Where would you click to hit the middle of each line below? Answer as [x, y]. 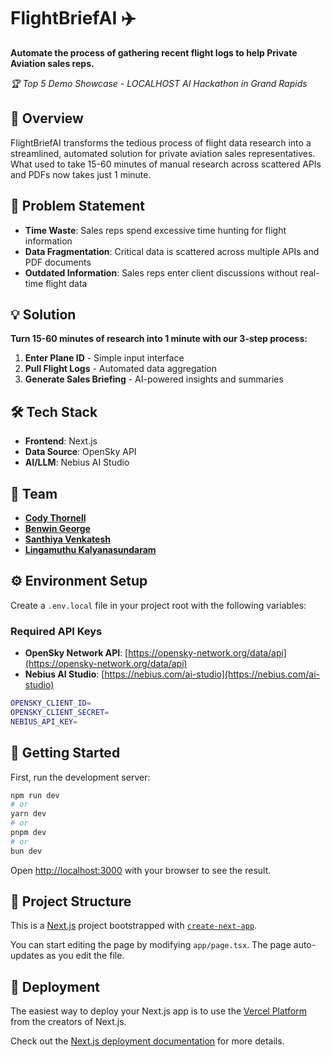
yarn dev [28, 814]
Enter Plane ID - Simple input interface [104, 358]
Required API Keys [56, 631]
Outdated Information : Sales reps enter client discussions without [161, 272]
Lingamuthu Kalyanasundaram [90, 549]
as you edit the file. [85, 956]
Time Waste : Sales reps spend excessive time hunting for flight [155, 230]
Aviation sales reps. [52, 63]
